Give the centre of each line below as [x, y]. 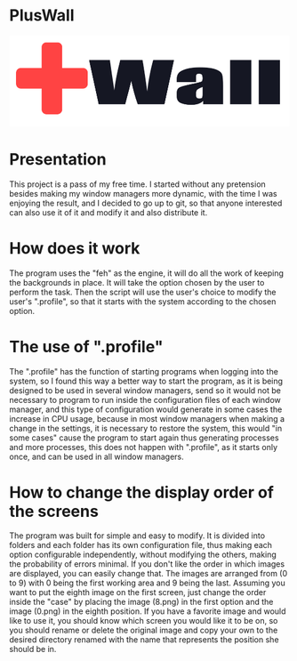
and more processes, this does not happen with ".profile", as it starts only [144, 447]
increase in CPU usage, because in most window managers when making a [147, 418]
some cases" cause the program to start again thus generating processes [144, 438]
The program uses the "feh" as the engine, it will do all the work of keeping [147, 273]
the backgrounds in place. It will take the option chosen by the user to [137, 282]
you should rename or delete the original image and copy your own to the [144, 630]
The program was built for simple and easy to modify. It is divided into [137, 536]
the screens [54, 511]
